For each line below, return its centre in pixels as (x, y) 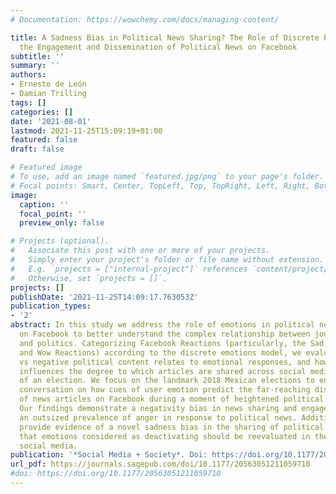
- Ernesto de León (48, 84)
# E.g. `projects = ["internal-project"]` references (129, 269)
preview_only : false (62, 223)
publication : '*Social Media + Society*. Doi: (109, 455)
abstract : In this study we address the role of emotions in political (162, 325)
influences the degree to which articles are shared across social (163, 371)
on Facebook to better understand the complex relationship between (165, 334)
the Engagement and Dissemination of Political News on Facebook (158, 47)
